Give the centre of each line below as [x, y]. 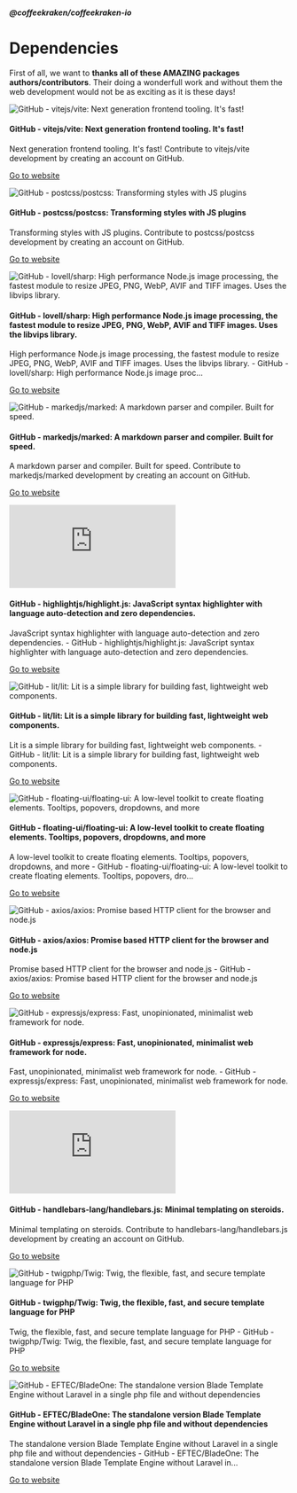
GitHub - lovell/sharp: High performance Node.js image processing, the [144, 316]
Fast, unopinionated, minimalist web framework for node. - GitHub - [133, 1072]
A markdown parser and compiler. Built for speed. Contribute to [125, 466]
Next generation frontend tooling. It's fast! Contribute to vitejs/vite [129, 149]
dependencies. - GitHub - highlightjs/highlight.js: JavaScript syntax [132, 642]
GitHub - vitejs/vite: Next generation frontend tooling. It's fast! [127, 129]
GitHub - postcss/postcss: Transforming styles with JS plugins [128, 213]
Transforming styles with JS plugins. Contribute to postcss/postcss [132, 232]
